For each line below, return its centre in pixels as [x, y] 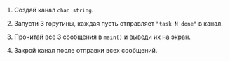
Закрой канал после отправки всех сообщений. [86, 50]
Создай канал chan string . [54, 10]
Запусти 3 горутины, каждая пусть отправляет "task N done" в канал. [118, 23]
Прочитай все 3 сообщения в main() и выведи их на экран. [102, 37]
